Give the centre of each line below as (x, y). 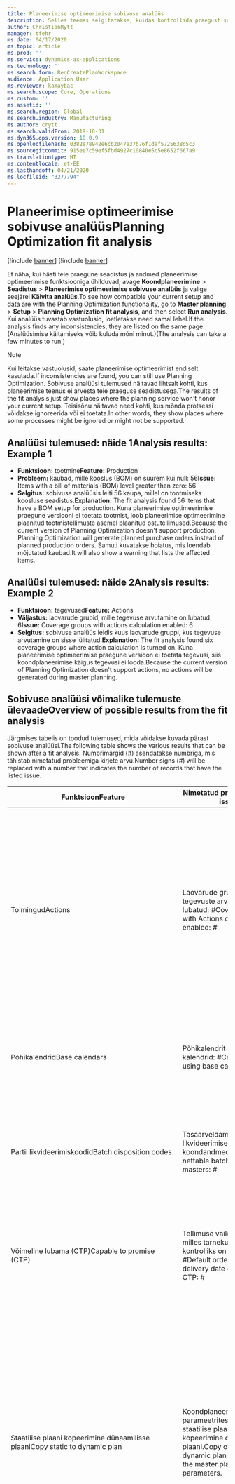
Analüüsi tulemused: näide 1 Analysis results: (108, 443)
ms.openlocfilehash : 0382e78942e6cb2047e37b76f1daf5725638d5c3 (101, 145)
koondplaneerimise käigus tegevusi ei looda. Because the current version (122, 662)
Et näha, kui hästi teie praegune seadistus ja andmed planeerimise (102, 274)
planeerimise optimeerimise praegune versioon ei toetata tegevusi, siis (119, 655)
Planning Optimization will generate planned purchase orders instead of (121, 538)
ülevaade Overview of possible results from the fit (117, 710)
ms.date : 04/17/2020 (37, 40)
